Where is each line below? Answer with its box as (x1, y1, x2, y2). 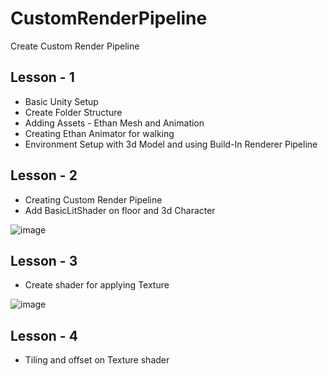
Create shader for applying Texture (24, 279, 170, 291)
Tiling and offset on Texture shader (24, 354, 170, 366)
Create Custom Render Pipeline (10, 40, 140, 52)
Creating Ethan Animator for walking (24, 127, 175, 139)
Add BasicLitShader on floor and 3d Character (24, 204, 216, 216)
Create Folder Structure (24, 106, 123, 118)
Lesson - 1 (10, 69, 75, 86)
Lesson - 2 (10, 167, 78, 184)
